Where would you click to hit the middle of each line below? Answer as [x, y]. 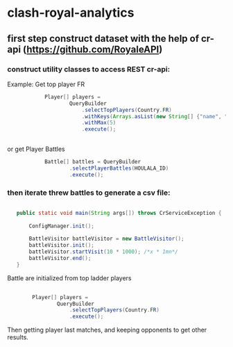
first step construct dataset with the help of [103, 39]
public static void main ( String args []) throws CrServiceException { [119, 213]
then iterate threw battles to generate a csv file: [89, 193]
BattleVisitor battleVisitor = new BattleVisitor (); [107, 239]
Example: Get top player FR [46, 84]
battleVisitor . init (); [62, 245]
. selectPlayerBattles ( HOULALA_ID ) [119, 168]
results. [18, 337]
